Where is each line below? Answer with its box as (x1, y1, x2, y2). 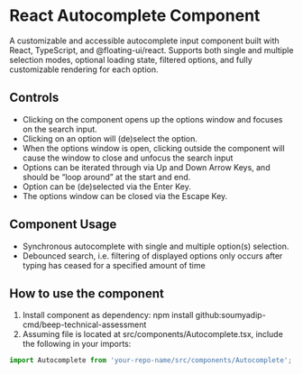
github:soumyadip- (195, 310, 266, 321)
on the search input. (22, 123, 97, 134)
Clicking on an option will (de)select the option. (22, 132, 198, 144)
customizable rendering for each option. (9, 64, 159, 75)
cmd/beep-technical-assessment (22, 319, 147, 330)
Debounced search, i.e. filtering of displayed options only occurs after (22, 250, 283, 261)
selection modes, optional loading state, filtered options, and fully (9, 54, 252, 65)
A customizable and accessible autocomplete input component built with (9, 35, 280, 46)
